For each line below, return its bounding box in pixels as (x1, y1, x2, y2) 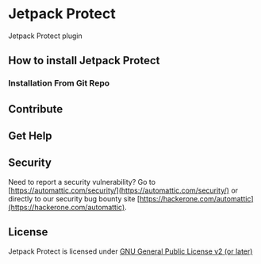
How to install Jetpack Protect (8, 54, 160, 67)
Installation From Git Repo (8, 78, 109, 89)
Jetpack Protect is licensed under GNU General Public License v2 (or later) (8, 247, 253, 256)
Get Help (8, 129, 53, 143)
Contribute (8, 102, 63, 116)
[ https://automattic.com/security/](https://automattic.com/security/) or (8, 186, 239, 195)
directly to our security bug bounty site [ (8, 193, 140, 203)
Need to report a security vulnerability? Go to (8, 177, 156, 186)
